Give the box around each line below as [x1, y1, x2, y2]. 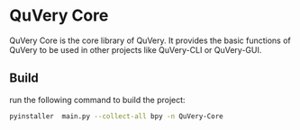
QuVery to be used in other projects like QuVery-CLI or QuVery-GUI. [9, 44, 262, 55]
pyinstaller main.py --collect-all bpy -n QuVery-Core [9, 111, 223, 121]
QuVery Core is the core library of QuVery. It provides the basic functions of [9, 35, 291, 46]
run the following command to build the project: [9, 94, 186, 105]
